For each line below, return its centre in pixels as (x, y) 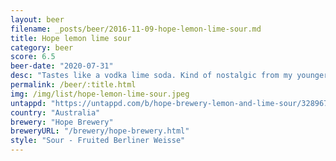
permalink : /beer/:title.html (73, 85)
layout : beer (37, 19)
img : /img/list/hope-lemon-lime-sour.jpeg (100, 94)
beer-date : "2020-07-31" (62, 66)
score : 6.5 (33, 57)
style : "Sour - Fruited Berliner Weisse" (98, 141)
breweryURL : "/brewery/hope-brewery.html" (100, 131)
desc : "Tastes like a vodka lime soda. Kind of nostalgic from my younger (169, 76)
